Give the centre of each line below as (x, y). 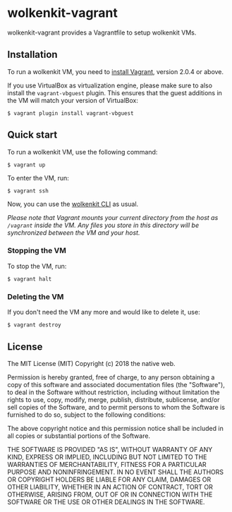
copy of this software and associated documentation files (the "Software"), (116, 384)
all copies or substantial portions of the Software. (79, 436)
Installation (32, 55)
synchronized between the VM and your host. (74, 232)
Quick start (32, 135)
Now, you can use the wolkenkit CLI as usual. (73, 204)
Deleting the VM (36, 296)
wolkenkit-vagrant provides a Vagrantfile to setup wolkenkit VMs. (102, 32)
